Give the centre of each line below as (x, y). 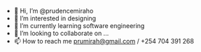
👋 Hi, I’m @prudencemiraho (54, 11)
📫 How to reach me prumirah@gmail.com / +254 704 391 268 (104, 41)
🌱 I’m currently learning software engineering (79, 26)
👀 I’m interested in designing (55, 18)
